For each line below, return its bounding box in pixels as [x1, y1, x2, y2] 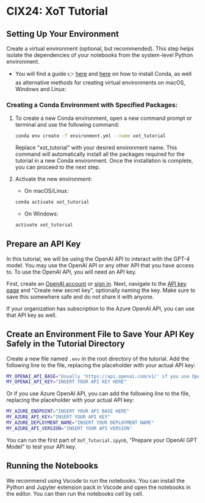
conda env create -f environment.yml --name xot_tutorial [15, 133, 166, 139]
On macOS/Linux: [24, 187, 69, 195]
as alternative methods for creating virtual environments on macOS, [15, 79, 186, 86]
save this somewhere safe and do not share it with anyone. [6, 292, 154, 300]
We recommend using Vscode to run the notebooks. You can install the [6, 477, 185, 484]
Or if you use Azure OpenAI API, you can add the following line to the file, [6, 390, 190, 397]
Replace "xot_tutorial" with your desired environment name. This [15, 144, 178, 151]
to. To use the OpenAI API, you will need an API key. [6, 268, 137, 275]
